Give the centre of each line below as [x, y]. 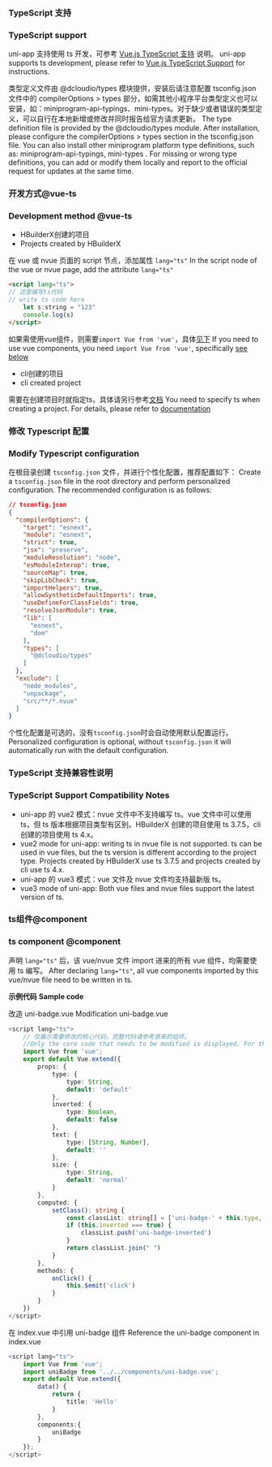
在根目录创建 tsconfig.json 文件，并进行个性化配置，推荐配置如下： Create [135, 472]
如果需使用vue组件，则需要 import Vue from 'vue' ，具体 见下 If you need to [134, 339]
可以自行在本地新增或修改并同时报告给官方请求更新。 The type [127, 119]
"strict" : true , [51, 543]
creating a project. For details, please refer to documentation [110, 409]
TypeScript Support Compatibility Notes [89, 795]
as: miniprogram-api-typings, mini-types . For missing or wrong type [123, 154]
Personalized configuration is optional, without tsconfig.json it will [120, 742]
